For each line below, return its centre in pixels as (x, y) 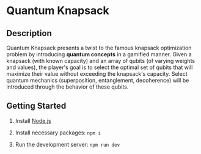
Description (29, 33)
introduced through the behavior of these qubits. (68, 87)
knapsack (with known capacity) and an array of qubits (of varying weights (101, 61)
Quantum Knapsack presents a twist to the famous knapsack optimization (99, 48)
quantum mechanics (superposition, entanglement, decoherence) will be (98, 80)
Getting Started (36, 106)
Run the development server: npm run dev (68, 144)
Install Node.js (33, 120)
